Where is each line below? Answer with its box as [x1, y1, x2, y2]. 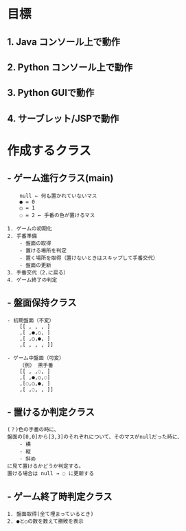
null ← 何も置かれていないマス [19, 192, 97, 199]
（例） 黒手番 [19, 361, 54, 369]
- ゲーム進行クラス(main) [7, 172, 114, 184]
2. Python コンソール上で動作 [7, 61, 132, 73]
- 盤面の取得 [19, 239, 51, 247]
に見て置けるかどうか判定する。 [7, 463, 84, 470]
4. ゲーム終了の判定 [7, 277, 58, 283]
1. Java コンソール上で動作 [7, 36, 121, 48]
